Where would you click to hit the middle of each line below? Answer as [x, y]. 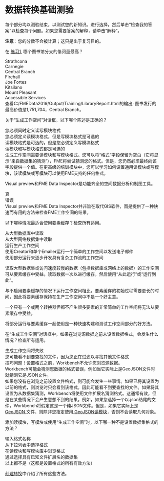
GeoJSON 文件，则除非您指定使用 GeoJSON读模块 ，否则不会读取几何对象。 [82, 412]
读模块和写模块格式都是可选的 [35, 149]
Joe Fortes [16, 82]
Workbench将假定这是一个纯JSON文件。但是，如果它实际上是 [76, 405]
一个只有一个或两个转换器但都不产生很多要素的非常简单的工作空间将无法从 [80, 307]
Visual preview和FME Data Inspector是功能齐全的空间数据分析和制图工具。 [80, 183]
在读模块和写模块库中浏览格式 [35, 451]
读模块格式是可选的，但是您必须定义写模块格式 [52, 142]
